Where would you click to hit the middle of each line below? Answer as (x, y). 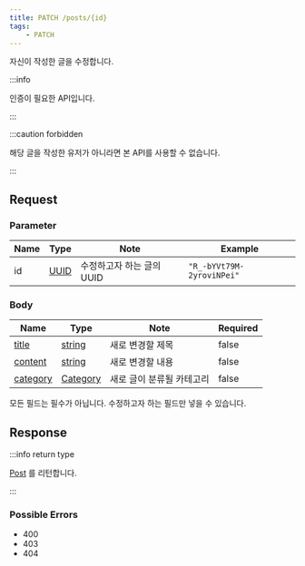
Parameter (33, 225)
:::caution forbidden (46, 134)
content (30, 362)
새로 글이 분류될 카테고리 (160, 379)
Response (39, 432)
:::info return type (42, 454)
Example (240, 249)
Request (34, 199)
